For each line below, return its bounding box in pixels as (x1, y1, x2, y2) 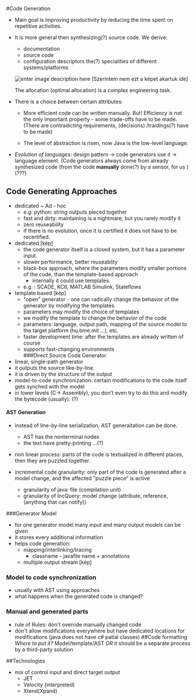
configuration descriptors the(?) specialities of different (23, 58, 157, 65)
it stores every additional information (14, 534, 104, 541)
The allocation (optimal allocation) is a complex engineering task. (14, 87, 171, 93)
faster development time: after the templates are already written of (23, 333, 184, 340)
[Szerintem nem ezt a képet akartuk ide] (91, 76, 188, 82)
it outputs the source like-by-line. (14, 364, 95, 371)
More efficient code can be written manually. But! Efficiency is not (23, 110, 183, 116)
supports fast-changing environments (23, 346, 115, 353)
